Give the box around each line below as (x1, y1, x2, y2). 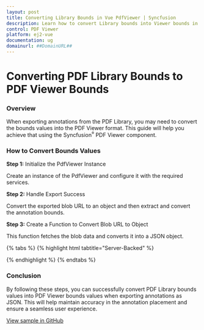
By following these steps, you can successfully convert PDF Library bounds (6, 285, 197, 293)
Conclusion (6, 271, 42, 280)
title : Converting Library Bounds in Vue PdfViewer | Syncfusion (6, 15, 176, 21)
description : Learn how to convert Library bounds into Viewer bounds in (6, 20, 199, 26)
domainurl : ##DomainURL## (6, 43, 72, 50)
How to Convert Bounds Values (6, 146, 101, 155)
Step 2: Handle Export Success (6, 191, 86, 198)
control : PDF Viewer (6, 26, 59, 32)
